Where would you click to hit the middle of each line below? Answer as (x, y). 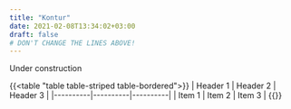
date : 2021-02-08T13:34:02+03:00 (73, 26)
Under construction (46, 68)
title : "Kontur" (40, 18)
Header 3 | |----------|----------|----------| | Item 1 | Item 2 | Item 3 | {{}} (146, 95)
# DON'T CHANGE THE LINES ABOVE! (73, 43)
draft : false (34, 34)
